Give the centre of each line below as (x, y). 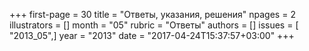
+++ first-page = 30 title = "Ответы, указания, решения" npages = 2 (152, 14)
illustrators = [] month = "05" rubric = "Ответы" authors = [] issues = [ (154, 25)
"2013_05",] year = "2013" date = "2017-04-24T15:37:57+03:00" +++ (152, 35)
